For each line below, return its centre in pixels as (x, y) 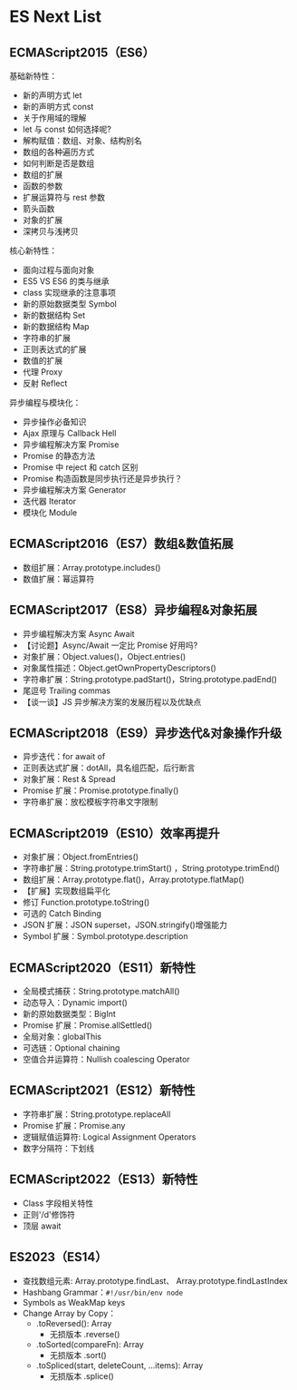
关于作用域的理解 (54, 118)
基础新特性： (33, 76)
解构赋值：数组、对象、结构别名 (82, 141)
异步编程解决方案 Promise (71, 445)
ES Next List (56, 17)
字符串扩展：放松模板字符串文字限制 (90, 802)
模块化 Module (50, 513)
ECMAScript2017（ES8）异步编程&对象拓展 (134, 610)
